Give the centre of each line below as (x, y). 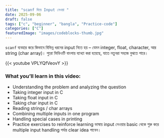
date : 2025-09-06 (23, 15)
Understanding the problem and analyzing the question (69, 87)
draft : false (19, 19)
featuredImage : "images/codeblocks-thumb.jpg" (54, 33)
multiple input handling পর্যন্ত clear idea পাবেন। (56, 130)
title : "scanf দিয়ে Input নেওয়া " (37, 10)
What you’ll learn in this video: (43, 76)
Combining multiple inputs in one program (55, 114)
